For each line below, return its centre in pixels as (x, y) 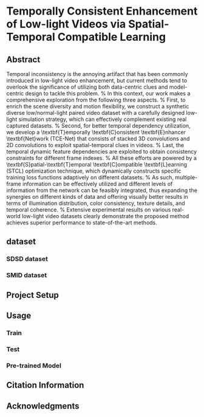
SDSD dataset (27, 259)
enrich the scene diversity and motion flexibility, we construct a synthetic (98, 106)
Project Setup (33, 295)
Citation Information (45, 385)
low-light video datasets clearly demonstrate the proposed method (105, 216)
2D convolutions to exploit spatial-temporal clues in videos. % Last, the (95, 145)
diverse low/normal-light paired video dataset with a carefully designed (96, 113)
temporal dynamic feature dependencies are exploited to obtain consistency (102, 151)
